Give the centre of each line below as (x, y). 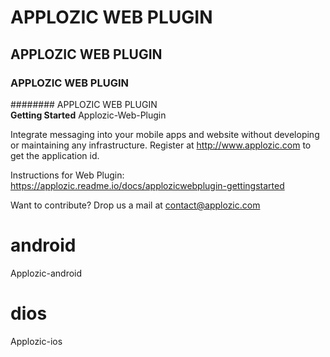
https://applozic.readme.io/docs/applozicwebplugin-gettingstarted (147, 185)
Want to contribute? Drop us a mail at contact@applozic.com (135, 205)
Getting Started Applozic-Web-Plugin (88, 115)
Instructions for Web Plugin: (67, 175)
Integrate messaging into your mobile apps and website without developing (165, 134)
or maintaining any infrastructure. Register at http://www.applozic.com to (161, 145)
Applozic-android (46, 273)
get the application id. (55, 155)
